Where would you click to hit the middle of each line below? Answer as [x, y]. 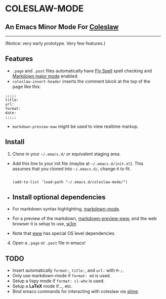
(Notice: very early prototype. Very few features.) [55, 43]
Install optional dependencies [59, 197]
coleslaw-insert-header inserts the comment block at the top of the [81, 81]
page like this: [26, 86]
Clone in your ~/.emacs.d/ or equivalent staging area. [66, 154]
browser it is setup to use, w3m [44, 224]
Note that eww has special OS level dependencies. [64, 233]
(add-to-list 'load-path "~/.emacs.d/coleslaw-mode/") [70, 182]
